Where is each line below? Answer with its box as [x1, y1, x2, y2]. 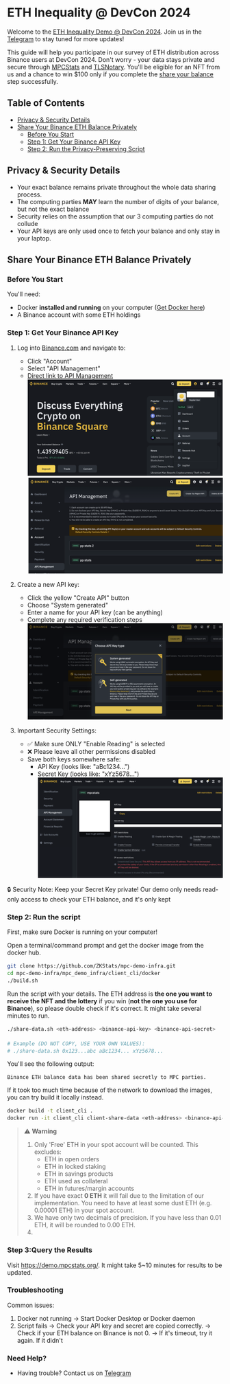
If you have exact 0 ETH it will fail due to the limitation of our [34, 1192, 204, 1200]
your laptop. [16, 234, 51, 242]
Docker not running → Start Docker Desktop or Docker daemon [16, 1314, 196, 1322]
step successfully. [7, 77, 58, 85]
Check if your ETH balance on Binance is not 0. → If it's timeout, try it [16, 1328, 213, 1337]
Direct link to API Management [27, 371, 114, 379]
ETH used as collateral [44, 1177, 108, 1185]
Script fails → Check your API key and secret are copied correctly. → [16, 1321, 211, 1330]
